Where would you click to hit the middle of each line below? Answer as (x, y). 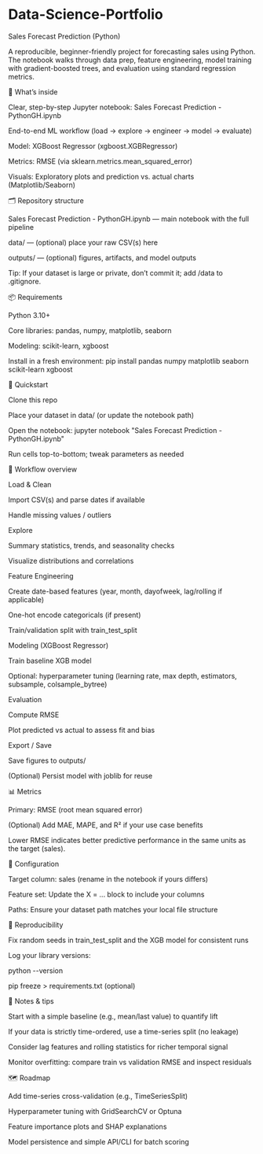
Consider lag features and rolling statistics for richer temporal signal (118, 1047)
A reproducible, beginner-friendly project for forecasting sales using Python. (132, 51)
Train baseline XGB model (50, 660)
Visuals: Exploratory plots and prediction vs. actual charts (101, 176)
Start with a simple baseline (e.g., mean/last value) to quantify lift (113, 1016)
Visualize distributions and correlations (71, 560)
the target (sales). (37, 849)
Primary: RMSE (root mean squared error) (75, 809)
